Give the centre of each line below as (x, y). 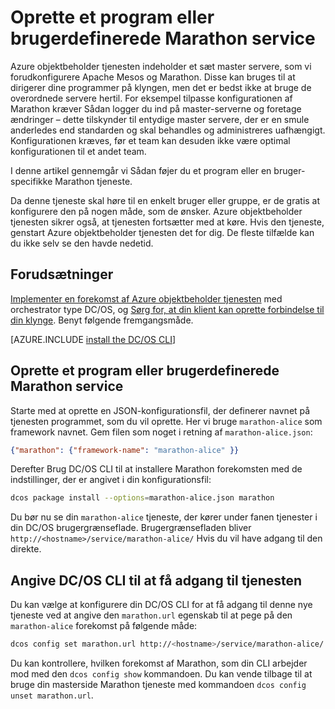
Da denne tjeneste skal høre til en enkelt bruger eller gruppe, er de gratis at (165, 200)
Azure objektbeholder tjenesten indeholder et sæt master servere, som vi (161, 66)
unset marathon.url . (52, 695)
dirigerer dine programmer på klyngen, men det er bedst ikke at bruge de (161, 87)
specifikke (31, 181)
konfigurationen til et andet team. (78, 151)
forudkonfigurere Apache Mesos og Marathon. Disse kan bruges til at (153, 77)
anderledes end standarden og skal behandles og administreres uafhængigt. (168, 130)
